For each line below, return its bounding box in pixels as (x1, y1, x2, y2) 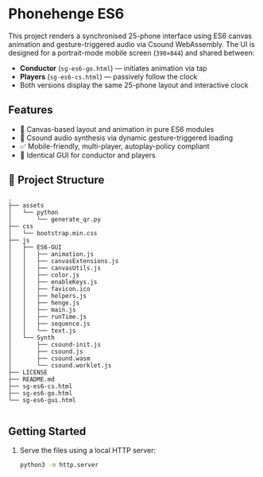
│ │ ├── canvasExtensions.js (8, 257, 119, 265)
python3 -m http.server (19, 461, 99, 469)
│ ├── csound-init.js (8, 340, 102, 348)
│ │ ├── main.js (8, 305, 77, 314)
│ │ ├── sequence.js (8, 320, 91, 328)
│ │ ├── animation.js (8, 250, 94, 258)
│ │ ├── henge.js (8, 299, 80, 307)
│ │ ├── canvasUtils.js (8, 264, 102, 272)
